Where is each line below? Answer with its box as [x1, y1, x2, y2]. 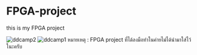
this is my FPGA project [6, 24, 65, 31]
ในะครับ [6, 42, 22, 50]
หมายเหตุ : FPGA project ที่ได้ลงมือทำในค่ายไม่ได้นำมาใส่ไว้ [67, 36, 192, 43]
